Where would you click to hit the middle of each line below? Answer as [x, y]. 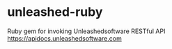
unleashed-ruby [55, 12]
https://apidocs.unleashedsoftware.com [64, 38]
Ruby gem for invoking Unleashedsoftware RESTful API [86, 31]
